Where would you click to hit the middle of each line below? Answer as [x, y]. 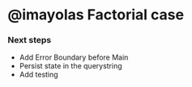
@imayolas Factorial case [96, 15]
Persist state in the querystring [70, 66]
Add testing [38, 75]
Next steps [30, 40]
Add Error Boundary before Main [74, 57]
